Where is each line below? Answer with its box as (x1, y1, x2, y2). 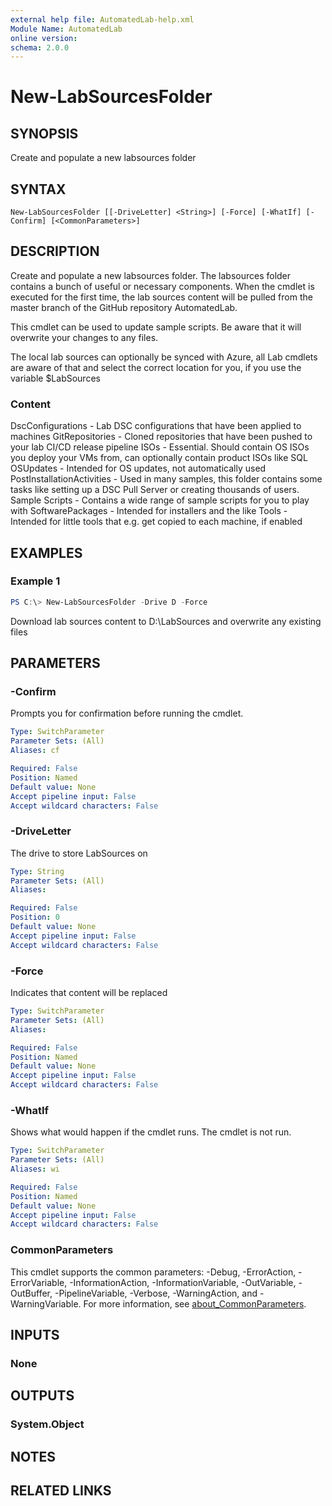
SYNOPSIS (10, 125, 79, 142)
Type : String (10, 866, 65, 876)
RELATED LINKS (10, 1482, 112, 1500)
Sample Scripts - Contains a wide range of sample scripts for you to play (10, 494, 310, 506)
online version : (10, 33, 78, 43)
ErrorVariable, (10, 1276, 68, 1288)
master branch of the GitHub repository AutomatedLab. (10, 301, 238, 313)
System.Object (10, 1417, 85, 1431)
